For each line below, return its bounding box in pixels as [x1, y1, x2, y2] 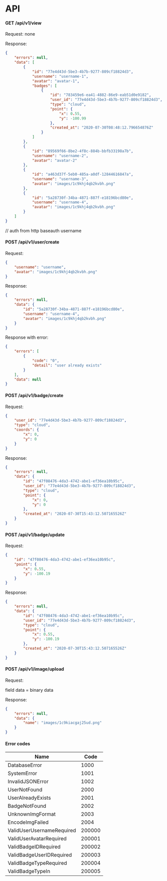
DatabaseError [8, 762, 42, 769]
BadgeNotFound [8, 803, 47, 810]
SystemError [8, 770, 38, 777]
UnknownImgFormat [8, 811, 56, 818]
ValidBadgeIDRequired [8, 843, 61, 850]
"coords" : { [14, 427, 39, 432]
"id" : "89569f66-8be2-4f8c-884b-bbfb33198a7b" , [32, 149, 134, 154]
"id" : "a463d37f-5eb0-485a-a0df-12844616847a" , [32, 172, 134, 177]
